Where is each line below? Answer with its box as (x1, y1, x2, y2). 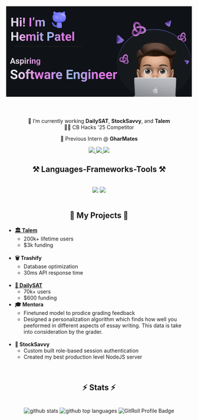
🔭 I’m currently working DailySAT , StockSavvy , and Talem (28, 118, 170, 125)
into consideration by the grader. (23, 328, 103, 335)
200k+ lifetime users (23, 235, 74, 242)
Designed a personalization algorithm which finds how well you (23, 315, 177, 323)
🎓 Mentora (14, 301, 44, 308)
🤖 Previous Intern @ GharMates (60, 135, 138, 142)
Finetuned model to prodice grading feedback (23, 309, 136, 316)
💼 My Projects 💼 (70, 210, 128, 221)
